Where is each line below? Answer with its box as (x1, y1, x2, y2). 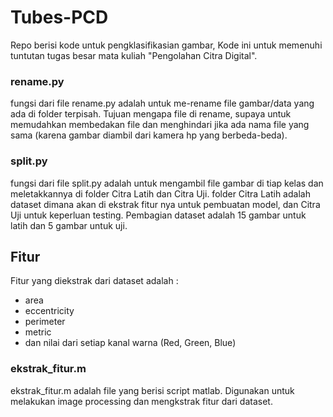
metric (24, 326, 52, 338)
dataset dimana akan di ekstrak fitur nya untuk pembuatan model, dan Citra (10, 198, 321, 210)
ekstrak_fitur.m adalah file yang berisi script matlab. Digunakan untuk (10, 384, 295, 396)
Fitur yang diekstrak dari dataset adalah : (10, 275, 179, 287)
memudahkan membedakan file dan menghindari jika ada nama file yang (10, 119, 310, 131)
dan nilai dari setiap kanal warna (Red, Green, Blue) (24, 337, 237, 349)
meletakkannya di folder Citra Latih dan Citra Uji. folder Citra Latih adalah (10, 187, 311, 200)
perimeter (24, 316, 66, 328)
